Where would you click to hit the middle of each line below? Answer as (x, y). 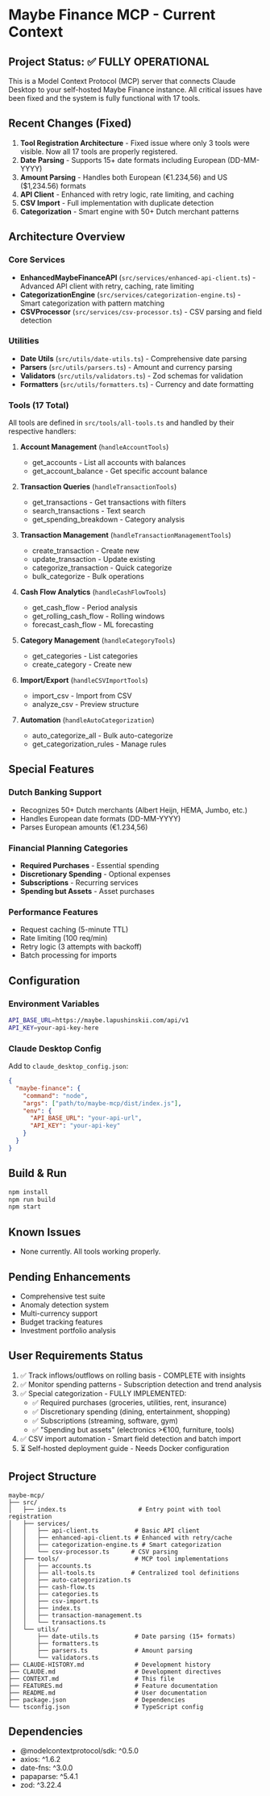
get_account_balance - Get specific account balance (120, 471)
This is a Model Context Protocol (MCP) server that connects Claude (122, 81)
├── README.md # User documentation (108, 1693)
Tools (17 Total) (39, 405)
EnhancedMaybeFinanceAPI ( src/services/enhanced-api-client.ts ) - (138, 277)
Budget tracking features (61, 1322)
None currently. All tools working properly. (90, 1252)
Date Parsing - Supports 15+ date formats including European (123, 160)
